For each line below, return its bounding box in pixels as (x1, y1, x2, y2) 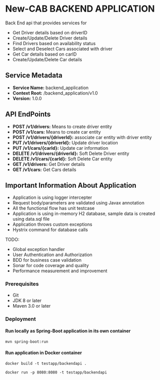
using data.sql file (12, 216, 50, 222)
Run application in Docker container (5, 350, 82, 356)
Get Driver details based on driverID (12, 29, 87, 35)
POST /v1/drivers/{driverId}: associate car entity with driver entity (12, 134, 152, 140)
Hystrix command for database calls (12, 227, 88, 233)
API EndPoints (5, 110, 51, 119)
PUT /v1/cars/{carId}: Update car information (12, 145, 109, 151)
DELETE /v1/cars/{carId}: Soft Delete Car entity (12, 155, 113, 162)
